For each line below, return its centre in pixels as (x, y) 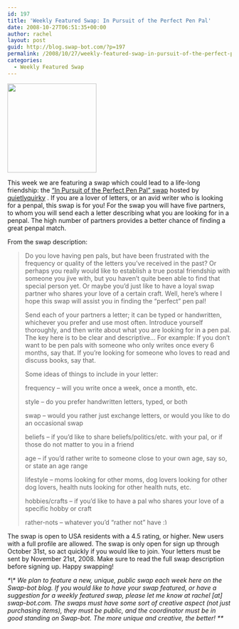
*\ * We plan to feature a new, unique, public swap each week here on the (115, 580)
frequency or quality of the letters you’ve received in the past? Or (121, 263)
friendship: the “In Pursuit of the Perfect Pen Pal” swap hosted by (103, 190)
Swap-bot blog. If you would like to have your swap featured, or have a (112, 588)
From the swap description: (47, 241)
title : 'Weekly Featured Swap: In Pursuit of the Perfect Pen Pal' (110, 21)
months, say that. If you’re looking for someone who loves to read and (127, 353)
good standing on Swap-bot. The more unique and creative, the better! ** (116, 618)
